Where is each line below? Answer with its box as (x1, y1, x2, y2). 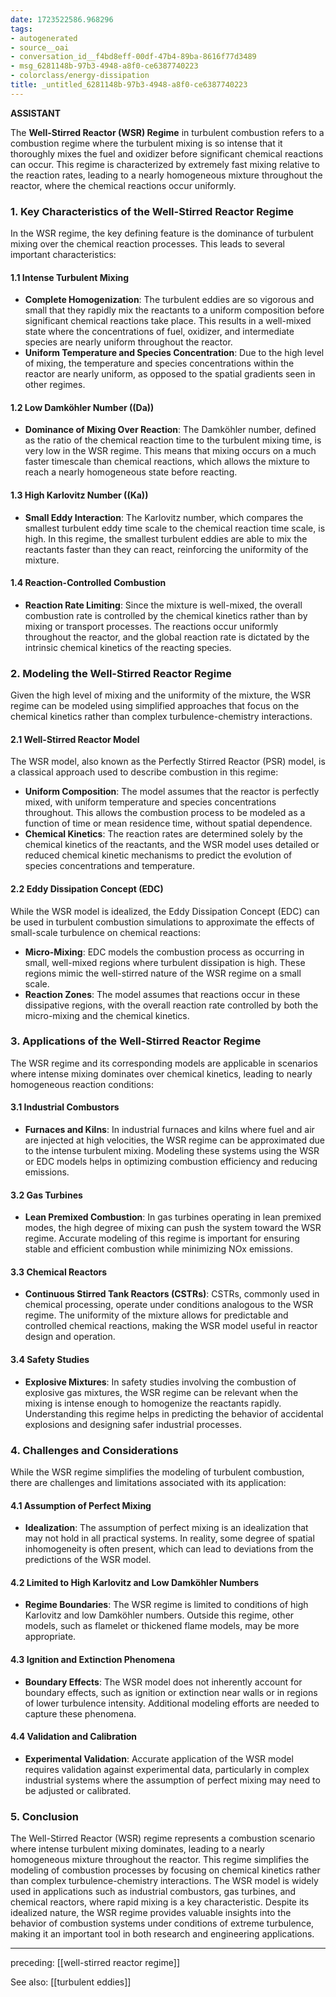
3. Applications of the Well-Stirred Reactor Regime (10, 1034, 262, 1048)
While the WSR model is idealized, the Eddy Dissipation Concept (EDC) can (10, 905, 320, 917)
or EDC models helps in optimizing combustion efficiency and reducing (24, 1156, 318, 1168)
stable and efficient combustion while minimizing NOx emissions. (24, 1243, 293, 1255)
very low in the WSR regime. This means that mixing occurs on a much (24, 445, 317, 457)
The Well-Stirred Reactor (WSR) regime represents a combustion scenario (10, 1832, 316, 1845)
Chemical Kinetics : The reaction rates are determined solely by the (24, 828, 303, 840)
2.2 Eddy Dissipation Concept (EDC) (10, 882, 164, 895)
